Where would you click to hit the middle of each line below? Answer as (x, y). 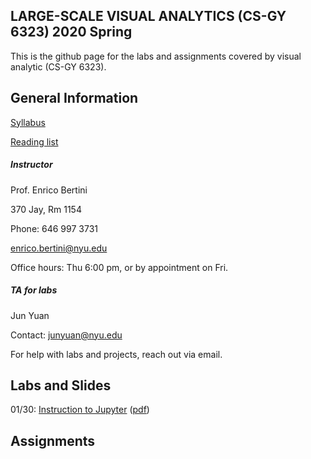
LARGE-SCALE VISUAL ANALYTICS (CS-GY (148, 16)
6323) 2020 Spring (71, 32)
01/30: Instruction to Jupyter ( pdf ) (80, 410)
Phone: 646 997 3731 (54, 228)
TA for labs (34, 290)
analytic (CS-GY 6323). (58, 66)
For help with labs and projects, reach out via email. (116, 354)
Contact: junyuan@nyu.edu (66, 335)
